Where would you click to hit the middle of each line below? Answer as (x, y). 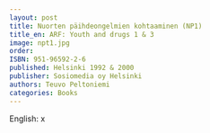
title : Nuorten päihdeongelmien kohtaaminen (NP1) (106, 26)
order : (22, 51)
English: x (27, 119)
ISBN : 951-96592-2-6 (48, 59)
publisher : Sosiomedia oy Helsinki (76, 76)
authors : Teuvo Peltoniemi (60, 84)
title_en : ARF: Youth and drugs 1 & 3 (82, 34)
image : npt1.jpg (39, 43)
